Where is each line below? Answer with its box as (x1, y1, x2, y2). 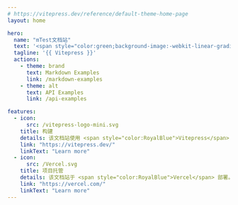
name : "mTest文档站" (13, 36, 72, 43)
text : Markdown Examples (25, 69, 100, 76)
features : (7, 108, 37, 115)
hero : (7, 30, 23, 37)
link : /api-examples (25, 95, 87, 102)
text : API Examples (25, 89, 84, 96)
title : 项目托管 (20, 168, 64, 175)
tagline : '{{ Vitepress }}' (13, 49, 97, 57)
